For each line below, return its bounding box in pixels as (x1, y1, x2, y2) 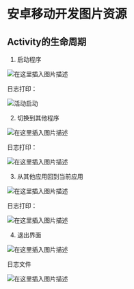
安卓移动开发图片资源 (7, 6, 128, 22)
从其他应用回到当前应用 (16, 173, 83, 180)
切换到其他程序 (16, 114, 59, 122)
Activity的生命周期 (7, 36, 87, 47)
